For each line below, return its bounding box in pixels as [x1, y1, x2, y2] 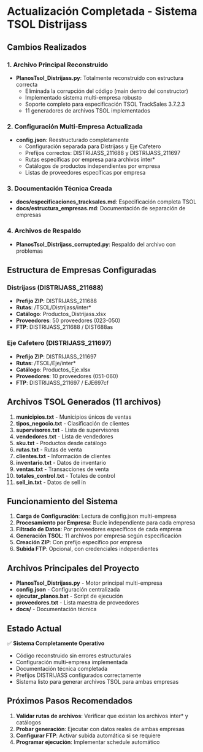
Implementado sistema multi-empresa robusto [25, 93, 142, 101]
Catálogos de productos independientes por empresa [25, 162, 161, 170]
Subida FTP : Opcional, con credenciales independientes [15, 545, 159, 553]
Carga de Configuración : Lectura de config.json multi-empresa [15, 512, 177, 520]
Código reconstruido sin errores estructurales [15, 652, 132, 659]
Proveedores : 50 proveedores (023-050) [15, 317, 121, 324]
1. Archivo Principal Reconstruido [7, 60, 109, 69]
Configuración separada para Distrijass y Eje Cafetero [25, 143, 161, 150]
